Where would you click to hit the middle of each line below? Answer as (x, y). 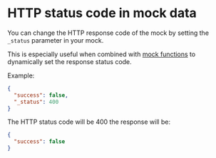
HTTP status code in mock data (102, 13)
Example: (21, 75)
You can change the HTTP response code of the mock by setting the (108, 33)
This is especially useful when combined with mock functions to (102, 54)
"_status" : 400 (36, 102)
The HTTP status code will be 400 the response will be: (89, 122)
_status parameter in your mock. (56, 40)
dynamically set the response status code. (70, 61)
